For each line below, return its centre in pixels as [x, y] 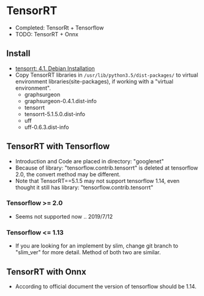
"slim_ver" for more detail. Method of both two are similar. [88, 252]
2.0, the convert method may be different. [68, 174]
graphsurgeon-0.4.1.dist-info [60, 101]
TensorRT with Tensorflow [58, 146]
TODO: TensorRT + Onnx [47, 34]
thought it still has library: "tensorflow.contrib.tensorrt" [84, 187]
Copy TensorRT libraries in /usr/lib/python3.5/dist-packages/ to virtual [107, 75]
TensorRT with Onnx [47, 272]
